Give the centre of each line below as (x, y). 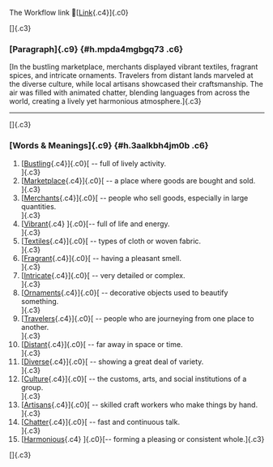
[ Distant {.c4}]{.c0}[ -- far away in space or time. (102, 344)
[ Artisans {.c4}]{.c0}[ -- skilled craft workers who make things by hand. (139, 405)
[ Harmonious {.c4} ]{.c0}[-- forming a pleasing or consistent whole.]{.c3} (143, 439)
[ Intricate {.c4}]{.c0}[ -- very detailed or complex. (103, 275)
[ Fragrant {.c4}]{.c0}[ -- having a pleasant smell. (101, 258)
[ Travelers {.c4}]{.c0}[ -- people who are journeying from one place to (137, 318)
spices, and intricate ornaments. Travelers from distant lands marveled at (131, 75)
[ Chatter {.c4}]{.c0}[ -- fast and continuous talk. (100, 422)
